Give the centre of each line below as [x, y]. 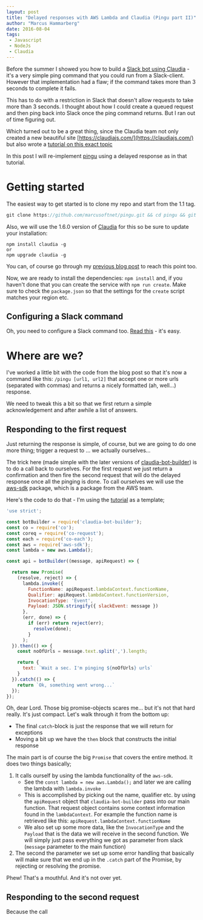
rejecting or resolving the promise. [58, 866]
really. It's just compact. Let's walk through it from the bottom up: [88, 714]
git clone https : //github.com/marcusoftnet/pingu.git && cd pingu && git [101, 215]
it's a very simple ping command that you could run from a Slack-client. [95, 75]
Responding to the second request [73, 897]
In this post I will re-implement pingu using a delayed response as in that [97, 156]
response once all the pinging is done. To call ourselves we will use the [95, 482]
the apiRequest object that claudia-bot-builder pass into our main [107, 801]
